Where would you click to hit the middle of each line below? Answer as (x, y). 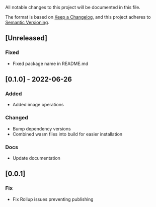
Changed (17, 118)
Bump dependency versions (42, 128)
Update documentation (36, 158)
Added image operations (38, 105)
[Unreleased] (26, 38)
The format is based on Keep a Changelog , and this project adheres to (78, 17)
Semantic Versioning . (27, 22)
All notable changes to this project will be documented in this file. (73, 7)
